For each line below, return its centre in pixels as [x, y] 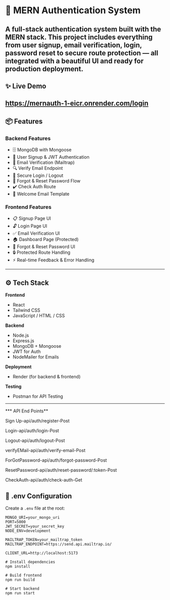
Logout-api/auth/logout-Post [35, 441]
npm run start [20, 593]
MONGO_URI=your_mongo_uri [32, 517]
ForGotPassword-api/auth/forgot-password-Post [56, 460]
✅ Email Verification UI [36, 233]
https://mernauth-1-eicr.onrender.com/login [77, 103]
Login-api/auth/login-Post [32, 431]
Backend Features [28, 138]
